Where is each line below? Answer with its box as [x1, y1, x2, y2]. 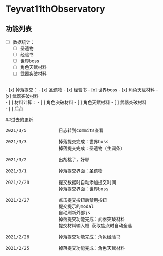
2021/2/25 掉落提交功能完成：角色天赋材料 [5, 245, 125, 251]
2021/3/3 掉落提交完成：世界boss [5, 139, 110, 145]
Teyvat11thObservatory [5, 3, 105, 15]
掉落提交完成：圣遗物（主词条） [58, 145, 125, 151]
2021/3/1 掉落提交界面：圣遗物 [5, 168, 103, 174]
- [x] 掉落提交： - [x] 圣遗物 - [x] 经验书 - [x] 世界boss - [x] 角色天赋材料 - [5, 87, 158, 93]
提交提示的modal [58, 204, 94, 209]
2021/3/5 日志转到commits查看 [5, 128, 104, 133]
